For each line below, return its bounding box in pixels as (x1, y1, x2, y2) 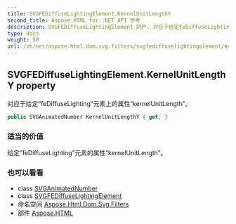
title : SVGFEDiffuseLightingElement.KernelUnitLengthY (7, 10, 171, 18)
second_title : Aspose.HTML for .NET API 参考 (7, 17, 140, 24)
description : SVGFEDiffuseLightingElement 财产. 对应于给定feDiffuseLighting (7, 23, 233, 30)
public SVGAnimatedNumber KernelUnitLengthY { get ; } (7, 113, 169, 120)
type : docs (7, 29, 39, 37)
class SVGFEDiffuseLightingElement (17, 192, 122, 200)
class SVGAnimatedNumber (17, 184, 98, 193)
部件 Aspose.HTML (17, 209, 74, 218)
